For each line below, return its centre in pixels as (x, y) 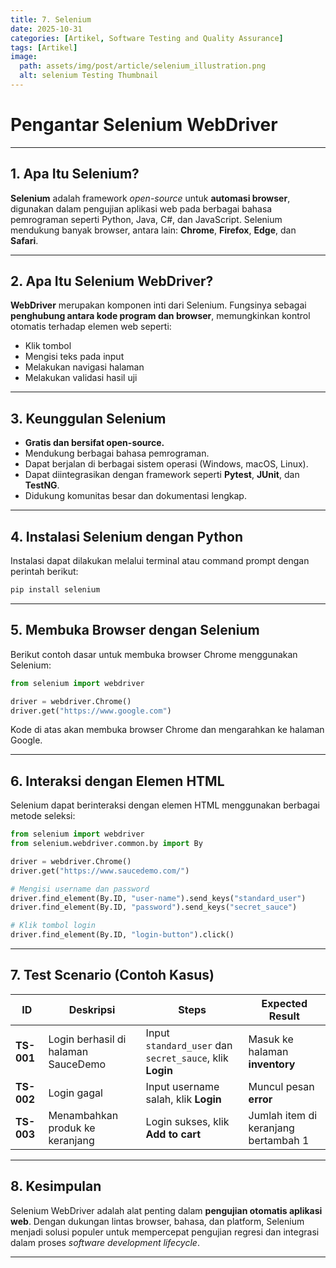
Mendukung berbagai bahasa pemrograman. (117, 453)
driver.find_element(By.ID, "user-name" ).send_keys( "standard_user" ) (158, 898)
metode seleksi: (43, 816)
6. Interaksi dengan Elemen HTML (117, 781)
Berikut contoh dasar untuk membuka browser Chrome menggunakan (154, 654)
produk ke (72, 1128)
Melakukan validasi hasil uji (81, 378)
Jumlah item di (283, 1115)
